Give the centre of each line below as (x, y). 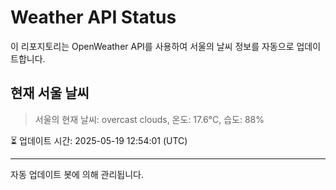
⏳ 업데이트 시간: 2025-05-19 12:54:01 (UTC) (99, 140)
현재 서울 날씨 (50, 93)
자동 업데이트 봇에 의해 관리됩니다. (77, 174)
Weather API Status (93, 17)
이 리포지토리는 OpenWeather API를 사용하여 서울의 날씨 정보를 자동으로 (152, 46)
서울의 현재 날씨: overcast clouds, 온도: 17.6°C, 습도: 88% (149, 119)
